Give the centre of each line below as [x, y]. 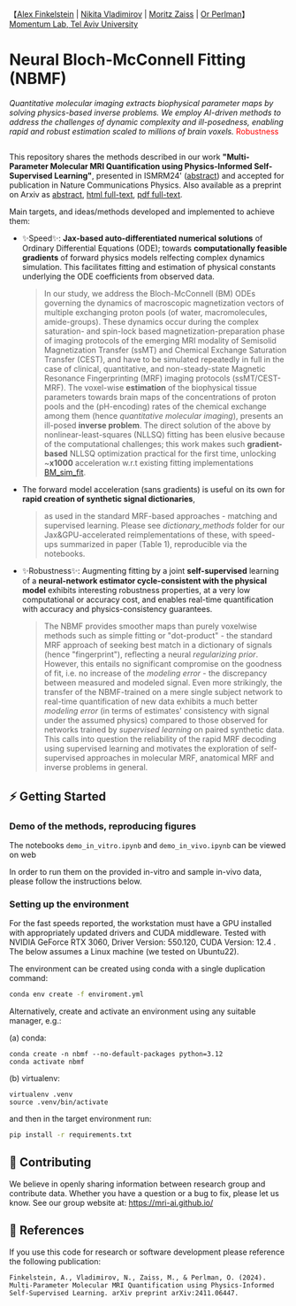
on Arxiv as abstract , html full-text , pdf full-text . [96, 195]
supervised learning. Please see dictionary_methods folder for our [164, 526]
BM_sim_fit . [65, 473]
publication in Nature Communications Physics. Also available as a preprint [145, 185]
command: [29, 978]
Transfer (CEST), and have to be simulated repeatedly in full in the [164, 359]
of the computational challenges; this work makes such [144, 444]
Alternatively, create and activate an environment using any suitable [133, 1011]
